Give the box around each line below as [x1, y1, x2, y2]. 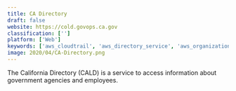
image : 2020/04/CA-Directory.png [7, 50, 105, 57]
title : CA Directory [7, 10, 68, 17]
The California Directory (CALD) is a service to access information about [7, 68, 217, 77]
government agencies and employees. [7, 76, 118, 84]
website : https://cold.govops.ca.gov [7, 23, 118, 30]
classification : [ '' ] [7, 29, 71, 37]
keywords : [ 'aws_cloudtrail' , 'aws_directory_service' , [7, 43, 174, 50]
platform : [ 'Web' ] [7, 36, 61, 43]
